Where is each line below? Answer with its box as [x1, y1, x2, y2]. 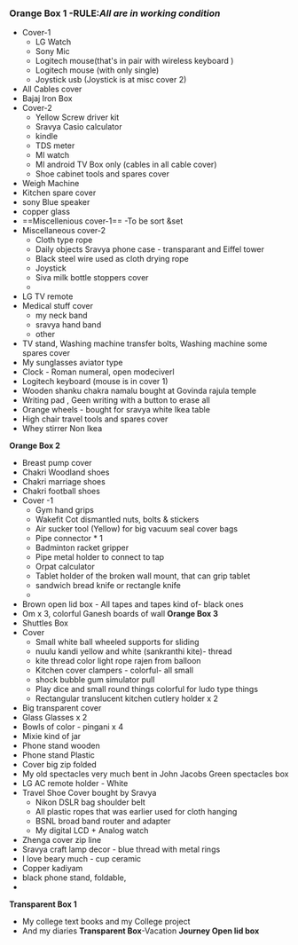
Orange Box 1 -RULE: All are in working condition [9, 7, 221, 20]
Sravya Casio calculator [35, 122, 122, 132]
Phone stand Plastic [21, 750, 96, 760]
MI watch [35, 150, 69, 161]
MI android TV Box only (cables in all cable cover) [35, 159, 217, 170]
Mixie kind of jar [21, 731, 82, 742]
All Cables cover [21, 83, 82, 95]
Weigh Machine [21, 178, 80, 189]
